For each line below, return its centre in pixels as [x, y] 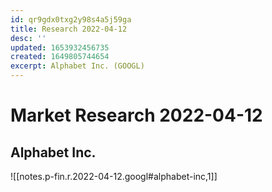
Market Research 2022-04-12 [136, 115]
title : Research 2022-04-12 [69, 29]
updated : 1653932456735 [60, 47]
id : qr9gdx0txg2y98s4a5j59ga [71, 19]
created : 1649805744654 [60, 57]
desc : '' [28, 38]
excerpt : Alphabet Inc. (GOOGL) [77, 66]
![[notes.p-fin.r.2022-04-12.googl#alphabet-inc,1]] [114, 176]
